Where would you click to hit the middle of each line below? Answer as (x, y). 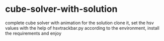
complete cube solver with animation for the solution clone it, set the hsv (80, 23)
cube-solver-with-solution (61, 9)
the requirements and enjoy (33, 33)
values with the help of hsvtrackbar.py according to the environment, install (82, 28)
